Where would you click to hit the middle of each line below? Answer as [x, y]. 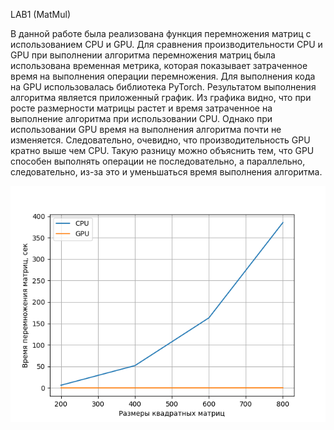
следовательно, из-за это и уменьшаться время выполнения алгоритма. [166, 172]
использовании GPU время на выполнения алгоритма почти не [146, 129]
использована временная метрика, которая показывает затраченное [159, 65]
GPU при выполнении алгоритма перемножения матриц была [143, 55]
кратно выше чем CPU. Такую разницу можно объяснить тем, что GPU [162, 150]
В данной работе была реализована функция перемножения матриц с [161, 33]
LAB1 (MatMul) [40, 14]
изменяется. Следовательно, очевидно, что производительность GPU [160, 140]
